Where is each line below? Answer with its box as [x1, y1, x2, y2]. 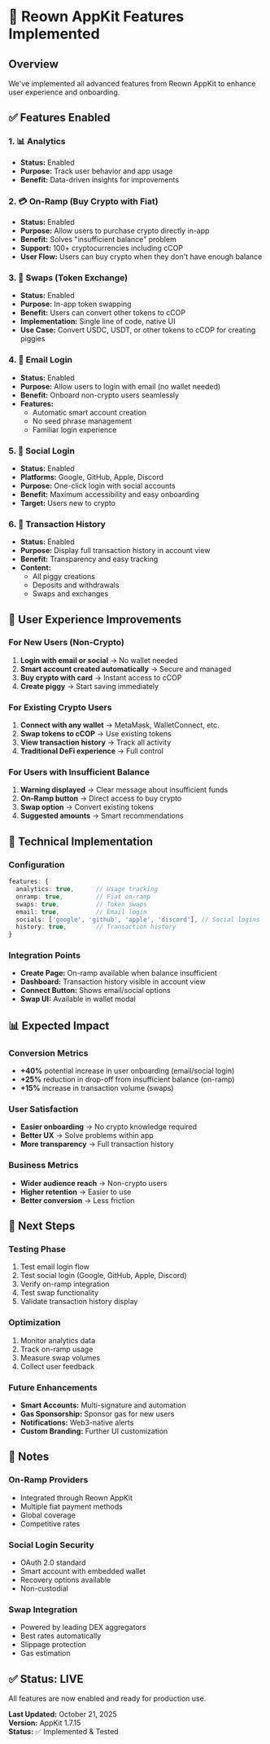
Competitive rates [20, 1518, 81, 1528]
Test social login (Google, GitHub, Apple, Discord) [20, 1271, 187, 1281]
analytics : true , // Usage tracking [15, 885, 159, 894]
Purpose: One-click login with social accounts [20, 481, 176, 490]
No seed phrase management [32, 415, 133, 426]
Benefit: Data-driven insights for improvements [20, 174, 180, 184]
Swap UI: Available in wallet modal [20, 994, 136, 1004]
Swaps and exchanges [32, 589, 109, 599]
